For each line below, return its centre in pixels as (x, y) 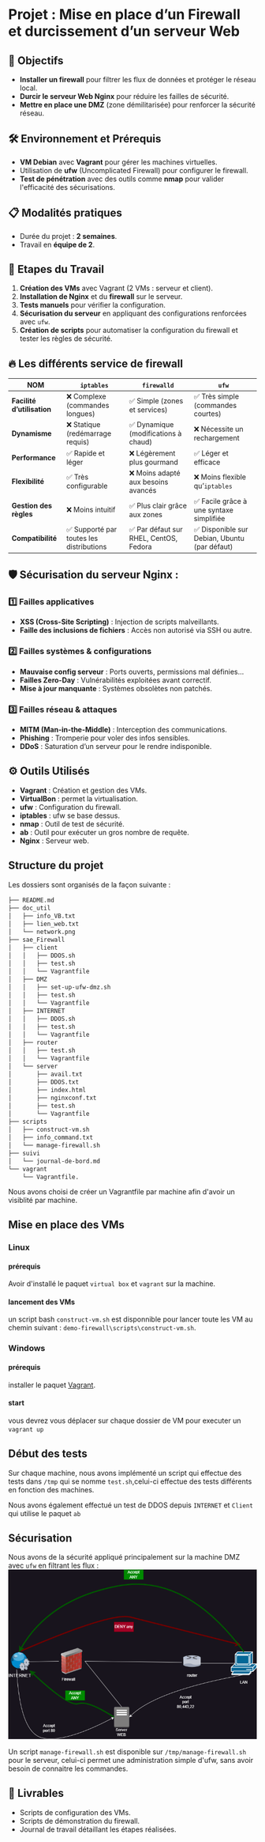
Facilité (24, 401)
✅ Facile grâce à (220, 501)
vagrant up (26, 1429)
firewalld (158, 385)
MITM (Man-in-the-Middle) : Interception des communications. (123, 730)
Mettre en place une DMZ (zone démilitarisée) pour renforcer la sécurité (138, 105)
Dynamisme (32, 433)
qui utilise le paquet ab (45, 1513)
